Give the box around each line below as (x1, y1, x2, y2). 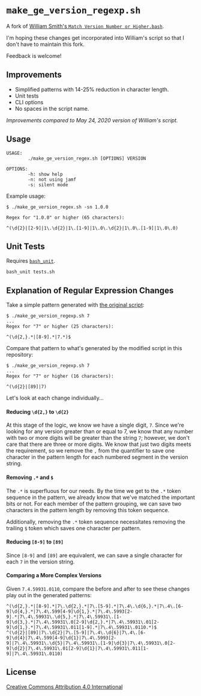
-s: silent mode (28, 181, 68, 188)
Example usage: (6, 192, 46, 199)
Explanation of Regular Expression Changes (6, 285, 174, 295)
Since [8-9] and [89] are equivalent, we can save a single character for (6, 551, 183, 559)
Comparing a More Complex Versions (6, 572, 102, 579)
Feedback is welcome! (6, 52, 62, 59)
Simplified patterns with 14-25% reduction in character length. (14, 86, 169, 93)
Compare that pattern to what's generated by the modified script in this (6, 345, 182, 352)
